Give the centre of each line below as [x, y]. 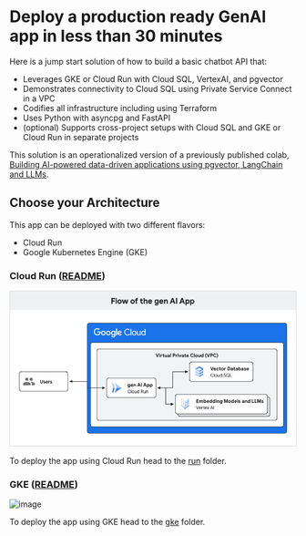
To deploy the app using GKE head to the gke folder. [107, 522]
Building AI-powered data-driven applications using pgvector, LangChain [146, 164]
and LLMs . [29, 174]
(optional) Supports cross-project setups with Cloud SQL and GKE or [152, 127]
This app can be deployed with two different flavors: [107, 224]
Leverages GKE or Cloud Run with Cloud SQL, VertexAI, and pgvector [153, 78]
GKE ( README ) [44, 485]
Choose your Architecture [85, 203]
